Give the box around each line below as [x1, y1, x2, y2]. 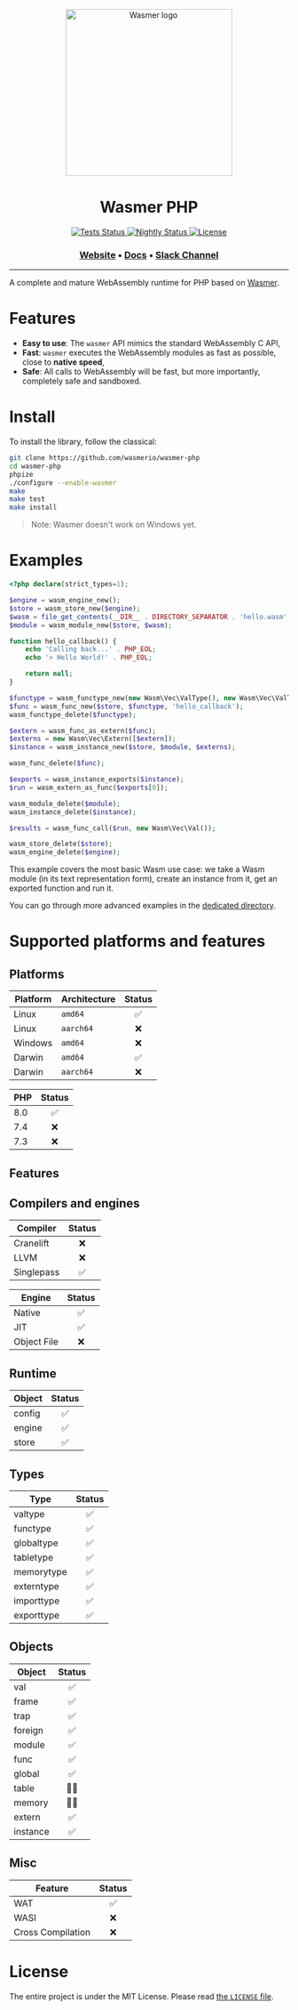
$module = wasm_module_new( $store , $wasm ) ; [9, 620, 173, 630]
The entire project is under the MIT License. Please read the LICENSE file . [9, 1990, 274, 2001]
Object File [13, 1336, 59, 1348]
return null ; [25, 669, 74, 679]
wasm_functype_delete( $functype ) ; [9, 710, 137, 719]
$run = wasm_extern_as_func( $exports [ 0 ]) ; [9, 783, 169, 792]
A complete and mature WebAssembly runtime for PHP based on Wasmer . [9, 278, 279, 288]
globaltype [13, 1537, 59, 1549]
